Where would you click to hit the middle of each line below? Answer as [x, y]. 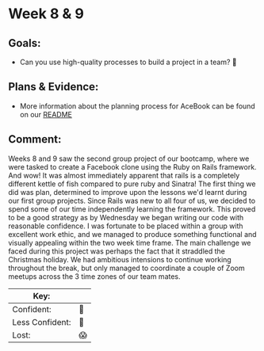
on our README [46, 114]
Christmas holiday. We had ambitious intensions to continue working [120, 259]
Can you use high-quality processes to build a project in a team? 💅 [128, 62]
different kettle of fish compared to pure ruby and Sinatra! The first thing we [132, 184]
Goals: [25, 43]
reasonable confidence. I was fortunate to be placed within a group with [126, 226]
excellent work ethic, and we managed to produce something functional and [132, 234]
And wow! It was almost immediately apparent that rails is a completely [124, 175]
